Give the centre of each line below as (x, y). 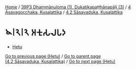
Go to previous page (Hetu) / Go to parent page (53, 56)
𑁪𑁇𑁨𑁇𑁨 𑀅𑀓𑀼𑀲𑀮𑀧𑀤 (36, 33)
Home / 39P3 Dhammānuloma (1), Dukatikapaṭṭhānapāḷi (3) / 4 (68, 7)
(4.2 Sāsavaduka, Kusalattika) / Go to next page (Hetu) (60, 61)
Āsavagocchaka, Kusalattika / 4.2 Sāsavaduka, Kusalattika (64, 12)
